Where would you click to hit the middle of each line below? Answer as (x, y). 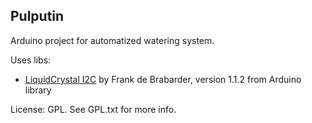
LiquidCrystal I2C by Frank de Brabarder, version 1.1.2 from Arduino (163, 79)
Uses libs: (31, 60)
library (38, 90)
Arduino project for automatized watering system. (112, 40)
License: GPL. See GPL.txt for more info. (93, 109)
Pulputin (37, 16)
